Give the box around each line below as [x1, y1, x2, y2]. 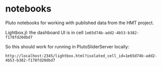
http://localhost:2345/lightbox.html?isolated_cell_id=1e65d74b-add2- [5, 53, 157, 58]
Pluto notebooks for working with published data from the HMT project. [5, 20, 154, 26]
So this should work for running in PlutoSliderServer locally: [5, 43, 130, 49]
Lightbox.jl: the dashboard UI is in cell [5, 29, 84, 35]
